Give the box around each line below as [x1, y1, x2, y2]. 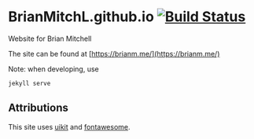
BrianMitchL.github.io [8, 8, 155, 26]
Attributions [8, 101, 69, 115]
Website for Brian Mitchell [8, 34, 92, 43]
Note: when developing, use [8, 64, 100, 74]
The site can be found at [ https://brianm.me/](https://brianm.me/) [8, 49, 220, 58]
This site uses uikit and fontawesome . [8, 122, 131, 131]
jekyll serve [8, 79, 51, 87]
